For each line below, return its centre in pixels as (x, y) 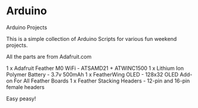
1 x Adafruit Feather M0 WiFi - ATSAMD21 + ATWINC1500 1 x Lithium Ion (95, 68)
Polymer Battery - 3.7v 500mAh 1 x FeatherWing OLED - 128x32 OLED (92, 74)
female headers (25, 87)
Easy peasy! (21, 99)
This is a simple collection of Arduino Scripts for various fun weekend (92, 39)
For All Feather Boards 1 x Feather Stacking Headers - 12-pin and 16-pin (102, 81)
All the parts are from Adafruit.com (49, 56)
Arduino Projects (27, 27)
